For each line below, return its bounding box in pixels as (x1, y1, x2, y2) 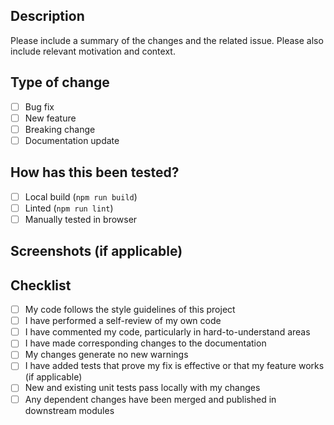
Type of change (10, 74, 110, 91)
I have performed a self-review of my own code (24, 315, 222, 327)
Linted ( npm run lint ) (24, 202, 114, 214)
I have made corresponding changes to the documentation (24, 337, 267, 349)
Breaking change (24, 123, 96, 135)
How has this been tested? (10, 164, 180, 181)
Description (10, 8, 85, 25)
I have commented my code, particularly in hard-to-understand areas (24, 326, 311, 338)
